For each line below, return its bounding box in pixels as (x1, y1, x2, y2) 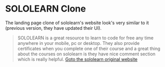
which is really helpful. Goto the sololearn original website (17, 56, 138, 62)
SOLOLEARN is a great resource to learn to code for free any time (17, 35, 154, 41)
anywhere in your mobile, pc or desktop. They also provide (17, 40, 140, 46)
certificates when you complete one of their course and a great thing (17, 45, 160, 51)
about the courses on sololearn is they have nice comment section (17, 51, 156, 57)
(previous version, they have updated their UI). (5, 25, 102, 31)
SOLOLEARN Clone (5, 3, 87, 15)
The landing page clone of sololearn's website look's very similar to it (5, 20, 149, 26)
